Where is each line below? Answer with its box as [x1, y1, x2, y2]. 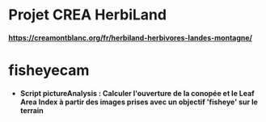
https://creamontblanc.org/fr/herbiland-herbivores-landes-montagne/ [8, 32, 253, 42]
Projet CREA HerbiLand [8, 6, 167, 24]
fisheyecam [8, 61, 90, 79]
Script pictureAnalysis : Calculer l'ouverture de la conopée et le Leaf [19, 88, 255, 98]
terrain [19, 105, 44, 115]
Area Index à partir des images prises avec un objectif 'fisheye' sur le [19, 97, 259, 107]
